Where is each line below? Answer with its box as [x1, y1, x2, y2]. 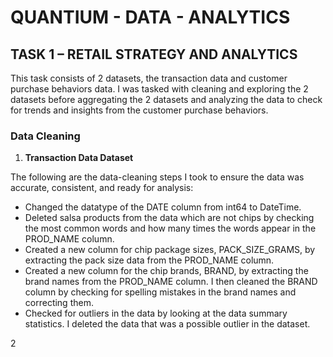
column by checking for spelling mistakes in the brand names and [24, 286, 297, 298]
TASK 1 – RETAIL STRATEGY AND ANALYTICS [10, 46, 298, 63]
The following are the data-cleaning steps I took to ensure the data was [10, 171, 305, 183]
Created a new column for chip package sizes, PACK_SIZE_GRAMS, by [24, 244, 316, 256]
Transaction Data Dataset [24, 152, 134, 164]
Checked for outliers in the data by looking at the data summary [24, 307, 288, 320]
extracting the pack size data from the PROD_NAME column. [24, 254, 275, 266]
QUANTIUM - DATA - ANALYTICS [10, 6, 291, 29]
